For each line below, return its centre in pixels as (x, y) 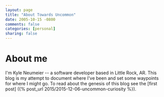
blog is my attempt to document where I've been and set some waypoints (82, 78)
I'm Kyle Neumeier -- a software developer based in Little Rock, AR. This (81, 73)
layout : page (19, 10)
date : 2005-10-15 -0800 (30, 19)
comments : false (22, 24)
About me (26, 59)
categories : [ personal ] (30, 29)
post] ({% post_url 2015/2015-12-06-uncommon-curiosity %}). (71, 89)
